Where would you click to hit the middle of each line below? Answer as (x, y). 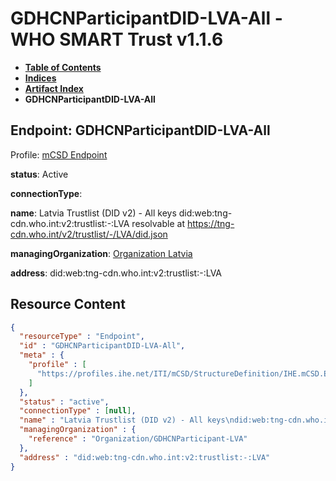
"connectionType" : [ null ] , (78, 411)
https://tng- (210, 223)
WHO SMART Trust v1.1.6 (117, 39)
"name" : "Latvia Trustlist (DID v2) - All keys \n (127, 420)
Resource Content (68, 304)
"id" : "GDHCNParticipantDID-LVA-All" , (102, 346)
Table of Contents (63, 67)
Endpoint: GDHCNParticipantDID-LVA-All (140, 130)
